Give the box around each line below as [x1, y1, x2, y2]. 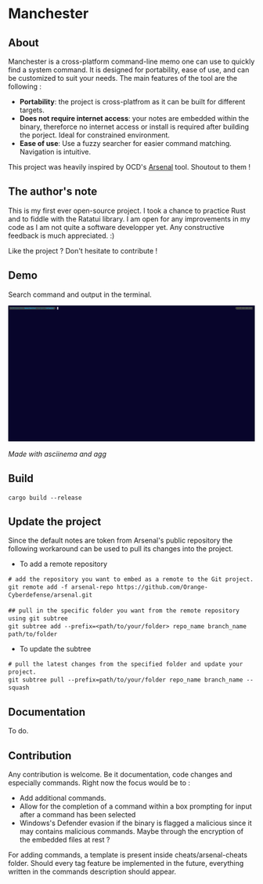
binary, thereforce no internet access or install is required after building [19, 122, 249, 131]
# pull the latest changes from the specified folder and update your [8, 660, 243, 668]
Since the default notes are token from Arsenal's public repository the [8, 535, 233, 546]
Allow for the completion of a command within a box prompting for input [19, 802, 252, 811]
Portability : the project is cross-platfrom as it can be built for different [19, 97, 246, 106]
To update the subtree [19, 645, 92, 654]
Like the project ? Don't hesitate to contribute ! [8, 246, 158, 255]
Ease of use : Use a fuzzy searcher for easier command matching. [19, 139, 232, 148]
